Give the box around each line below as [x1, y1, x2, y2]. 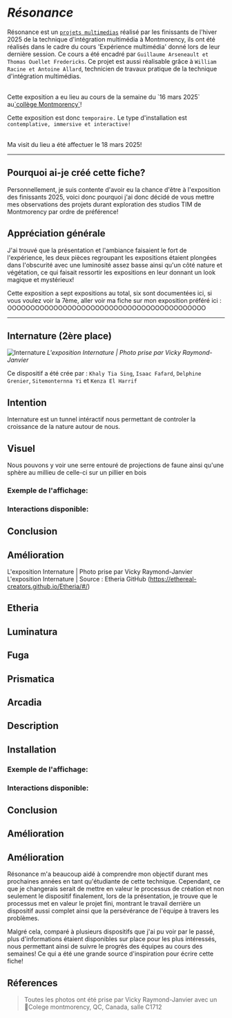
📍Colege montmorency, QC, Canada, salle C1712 [23, 1003, 162, 1011]
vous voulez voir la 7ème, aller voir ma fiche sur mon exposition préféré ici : [7, 296, 222, 304]
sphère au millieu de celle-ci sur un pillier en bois [7, 468, 147, 476]
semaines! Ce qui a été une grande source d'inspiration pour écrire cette [7, 949, 214, 958]
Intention [7, 396, 47, 408]
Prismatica [7, 673, 55, 685]
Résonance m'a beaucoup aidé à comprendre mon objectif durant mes [7, 870, 209, 878]
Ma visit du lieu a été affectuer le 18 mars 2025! [7, 140, 142, 148]
